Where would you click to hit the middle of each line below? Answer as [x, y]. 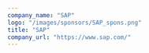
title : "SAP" [29, 30]
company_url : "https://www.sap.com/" [69, 37]
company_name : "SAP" [41, 15]
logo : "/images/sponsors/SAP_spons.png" [75, 23]
